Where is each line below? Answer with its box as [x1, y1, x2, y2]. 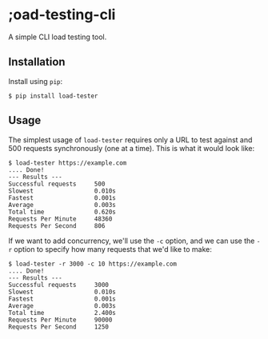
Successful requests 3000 [8, 281, 110, 289]
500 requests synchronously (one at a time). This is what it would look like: [8, 143, 255, 153]
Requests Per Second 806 [8, 221, 106, 229]
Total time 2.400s [8, 309, 116, 317]
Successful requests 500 [8, 180, 106, 188]
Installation [8, 55, 66, 69]
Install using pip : [8, 76, 63, 86]
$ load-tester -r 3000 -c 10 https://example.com [8, 260, 178, 268]
